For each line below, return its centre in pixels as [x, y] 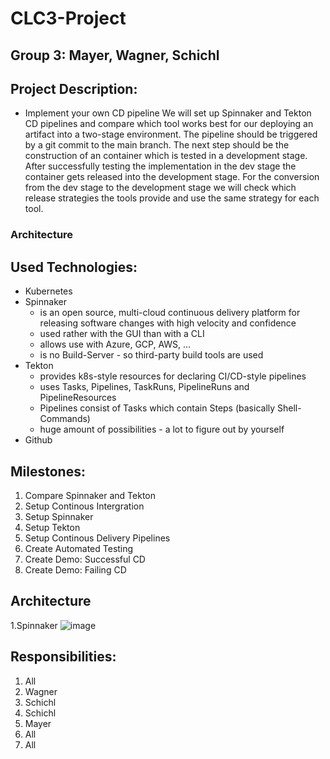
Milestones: [48, 471]
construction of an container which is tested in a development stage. [166, 156]
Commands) [65, 419]
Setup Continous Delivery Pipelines [97, 538]
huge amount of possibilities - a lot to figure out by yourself [162, 429]
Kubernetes [48, 291]
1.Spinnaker [34, 625]
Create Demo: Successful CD [85, 559]
